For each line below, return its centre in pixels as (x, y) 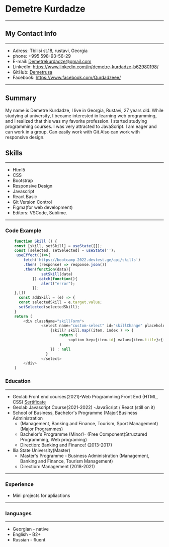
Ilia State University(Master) (41, 450)
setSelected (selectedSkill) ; (49, 307)
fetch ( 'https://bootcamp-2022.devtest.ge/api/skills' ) (82, 260)
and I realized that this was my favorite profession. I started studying (76, 121)
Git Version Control (32, 202)
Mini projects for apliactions (41, 495)
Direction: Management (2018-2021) (58, 467)
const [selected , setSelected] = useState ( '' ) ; (65, 251)
